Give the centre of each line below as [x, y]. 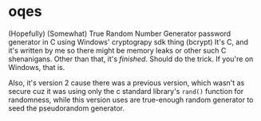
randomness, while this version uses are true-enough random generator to [131, 100]
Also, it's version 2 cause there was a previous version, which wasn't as [127, 83]
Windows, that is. [37, 67]
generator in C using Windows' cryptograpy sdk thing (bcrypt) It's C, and [129, 41]
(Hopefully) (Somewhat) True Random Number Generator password [120, 33]
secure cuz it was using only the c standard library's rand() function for [126, 91]
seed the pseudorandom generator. [67, 108]
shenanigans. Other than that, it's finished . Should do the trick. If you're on [131, 59]
